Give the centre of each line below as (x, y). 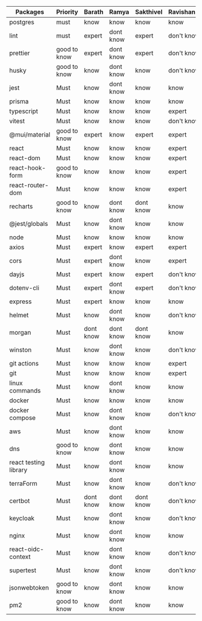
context (20, 557)
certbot (20, 501)
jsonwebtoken (29, 587)
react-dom (25, 158)
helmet (19, 315)
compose (23, 418)
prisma (19, 101)
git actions (24, 363)
